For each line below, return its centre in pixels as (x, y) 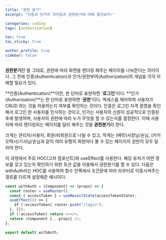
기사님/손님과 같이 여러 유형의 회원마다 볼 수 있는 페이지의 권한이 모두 (86, 141)
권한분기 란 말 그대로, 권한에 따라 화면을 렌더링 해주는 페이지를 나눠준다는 (76, 70)
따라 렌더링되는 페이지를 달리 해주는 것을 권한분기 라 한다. (70, 124)
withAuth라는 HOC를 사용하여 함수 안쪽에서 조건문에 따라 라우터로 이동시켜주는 (82, 171)
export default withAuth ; (32, 233)
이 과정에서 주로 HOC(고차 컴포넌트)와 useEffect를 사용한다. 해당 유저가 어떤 (80, 158)
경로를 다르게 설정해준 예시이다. (36, 177)
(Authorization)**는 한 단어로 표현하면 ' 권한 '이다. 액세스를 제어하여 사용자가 (79, 99)
